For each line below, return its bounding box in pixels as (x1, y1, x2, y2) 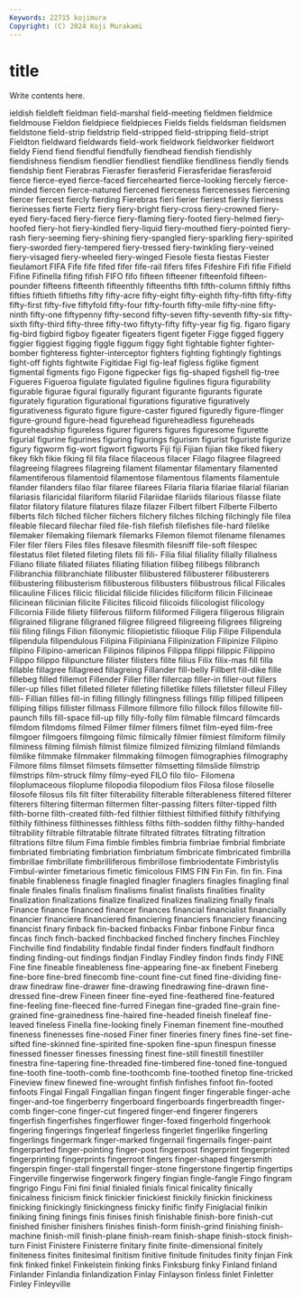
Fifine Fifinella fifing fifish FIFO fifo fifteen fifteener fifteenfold (9, 271, 238, 282)
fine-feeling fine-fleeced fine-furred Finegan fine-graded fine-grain (9, 1000, 261, 1012)
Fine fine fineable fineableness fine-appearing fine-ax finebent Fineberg (9, 962, 279, 973)
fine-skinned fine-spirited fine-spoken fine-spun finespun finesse (32, 1039, 277, 1050)
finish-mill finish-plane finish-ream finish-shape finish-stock (43, 1230, 267, 1242)
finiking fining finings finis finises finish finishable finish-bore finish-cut (9, 1211, 273, 1222)
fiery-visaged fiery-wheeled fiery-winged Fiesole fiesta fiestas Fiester (9, 252, 270, 263)
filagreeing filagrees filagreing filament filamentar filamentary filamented (9, 462, 279, 474)
